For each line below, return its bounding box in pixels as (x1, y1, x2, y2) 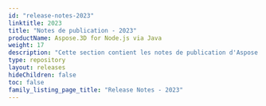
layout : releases (8, 64, 66, 72)
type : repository (8, 57, 66, 65)
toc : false (8, 78, 45, 86)
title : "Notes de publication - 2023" (8, 26, 137, 34)
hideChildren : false (8, 71, 77, 79)
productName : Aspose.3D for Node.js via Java (8, 33, 162, 42)
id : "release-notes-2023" (8, 11, 94, 20)
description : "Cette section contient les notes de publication (8, 49, 226, 57)
